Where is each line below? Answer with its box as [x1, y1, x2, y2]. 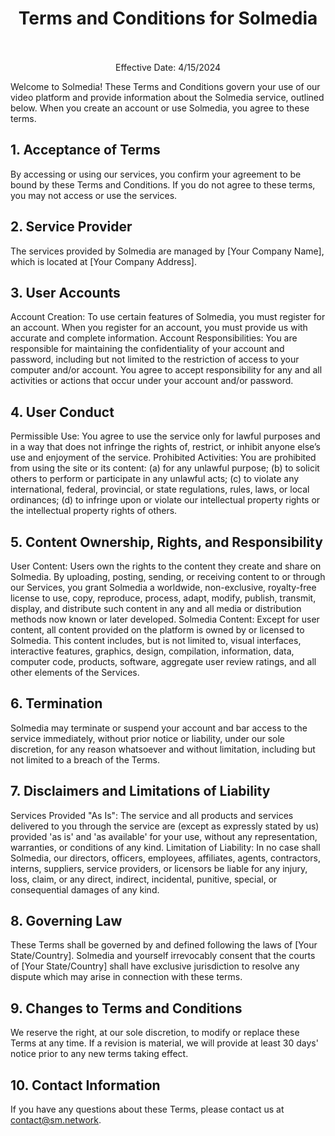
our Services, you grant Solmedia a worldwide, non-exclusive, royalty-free [10, 582, 317, 593]
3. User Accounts [10, 284, 121, 301]
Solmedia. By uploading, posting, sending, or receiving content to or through [10, 571, 326, 582]
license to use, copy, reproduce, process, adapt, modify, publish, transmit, [10, 592, 317, 604]
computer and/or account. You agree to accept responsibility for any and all [10, 364, 323, 376]
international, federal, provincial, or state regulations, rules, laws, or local [10, 483, 310, 496]
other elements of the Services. [10, 667, 140, 678]
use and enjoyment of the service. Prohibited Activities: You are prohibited [10, 452, 317, 464]
